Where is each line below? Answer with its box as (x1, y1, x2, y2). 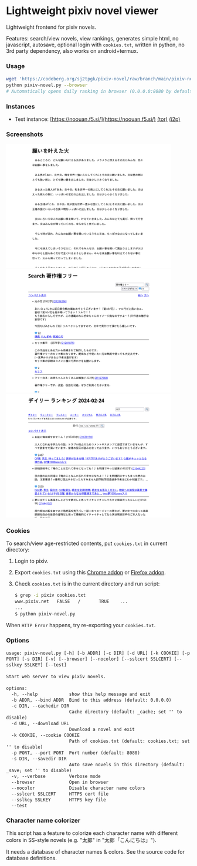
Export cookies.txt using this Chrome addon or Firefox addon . (14, 569, 166, 576)
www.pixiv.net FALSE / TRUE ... (14, 598, 128, 605)
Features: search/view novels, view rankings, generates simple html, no (6, 35, 179, 42)
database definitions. (6, 855, 57, 862)
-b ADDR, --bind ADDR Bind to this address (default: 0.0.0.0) (11, 697, 172, 703)
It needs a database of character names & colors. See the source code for (6, 848, 185, 855)
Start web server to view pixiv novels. (6, 674, 107, 680)
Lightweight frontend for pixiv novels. (6, 23, 97, 31)
